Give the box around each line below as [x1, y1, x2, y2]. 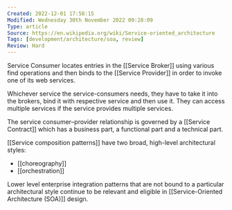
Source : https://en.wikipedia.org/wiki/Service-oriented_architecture [7, 29, 215, 37]
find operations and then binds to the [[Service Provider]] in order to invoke [7, 69, 222, 77]
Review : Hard [7, 42, 45, 49]
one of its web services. [7, 76, 76, 84]
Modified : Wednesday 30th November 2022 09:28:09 [7, 17, 154, 24]
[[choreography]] [17, 159, 67, 167]
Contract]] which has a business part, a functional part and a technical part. [7, 125, 224, 133]
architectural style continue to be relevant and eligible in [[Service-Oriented [7, 188, 223, 195]
